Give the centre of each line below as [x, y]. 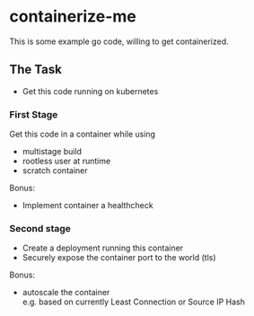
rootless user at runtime [66, 161]
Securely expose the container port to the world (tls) [119, 258]
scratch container [55, 171]
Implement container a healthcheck [88, 206]
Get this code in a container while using [82, 134]
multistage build [52, 152]
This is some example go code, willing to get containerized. [119, 41]
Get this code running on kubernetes [90, 91]
